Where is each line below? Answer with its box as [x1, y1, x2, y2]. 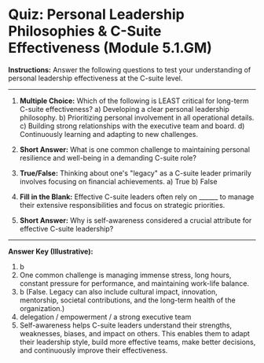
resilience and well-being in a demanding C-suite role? [19, 153, 196, 162]
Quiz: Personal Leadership [8, 6, 185, 24]
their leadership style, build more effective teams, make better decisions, [19, 337, 256, 346]
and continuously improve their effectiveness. [19, 345, 168, 355]
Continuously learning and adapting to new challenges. [19, 129, 199, 139]
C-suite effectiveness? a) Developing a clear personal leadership [19, 104, 230, 113]
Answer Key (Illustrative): [8, 246, 93, 256]
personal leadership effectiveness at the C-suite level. [8, 73, 183, 83]
